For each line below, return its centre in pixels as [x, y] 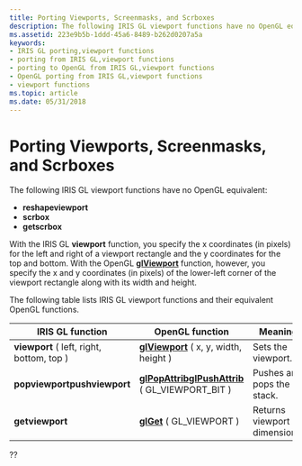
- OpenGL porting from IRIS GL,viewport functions [106, 77]
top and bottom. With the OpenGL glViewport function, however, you [138, 263]
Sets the [270, 347]
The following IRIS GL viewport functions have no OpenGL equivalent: [138, 190]
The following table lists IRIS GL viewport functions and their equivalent [142, 300]
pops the [271, 384]
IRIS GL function [72, 332]
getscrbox [42, 227]
